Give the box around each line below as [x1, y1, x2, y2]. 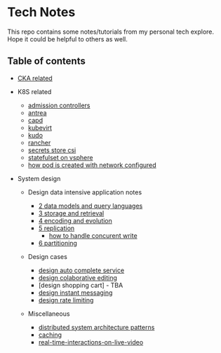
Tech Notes [7, 4, 76, 20]
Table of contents [7, 55, 86, 67]
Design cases [27, 252, 68, 260]
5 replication [38, 224, 75, 232]
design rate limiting [38, 295, 94, 304]
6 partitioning [38, 239, 77, 247]
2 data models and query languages [38, 201, 143, 210]
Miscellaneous [27, 309, 70, 318]
